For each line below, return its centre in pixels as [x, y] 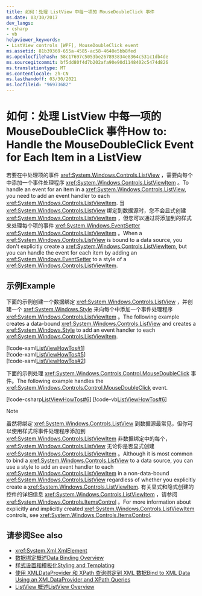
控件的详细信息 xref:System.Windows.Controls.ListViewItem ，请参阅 [92, 494]
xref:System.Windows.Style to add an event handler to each [81, 330]
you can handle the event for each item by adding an [72, 252]
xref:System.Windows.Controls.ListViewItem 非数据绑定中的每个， [88, 439]
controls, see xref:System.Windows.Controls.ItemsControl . [79, 515]
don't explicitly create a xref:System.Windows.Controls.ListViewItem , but [96, 246]
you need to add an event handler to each [58, 195]
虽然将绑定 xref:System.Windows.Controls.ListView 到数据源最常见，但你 [97, 423]
